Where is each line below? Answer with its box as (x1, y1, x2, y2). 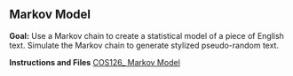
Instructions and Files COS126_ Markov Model (9, 57, 180, 67)
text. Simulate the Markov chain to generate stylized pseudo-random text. (9, 40, 280, 50)
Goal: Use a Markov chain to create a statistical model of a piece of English (9, 30, 284, 41)
